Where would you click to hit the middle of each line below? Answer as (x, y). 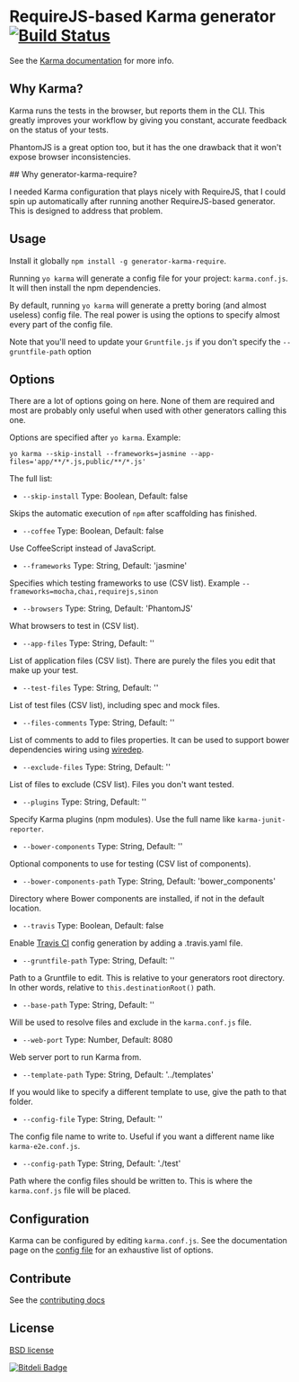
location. (26, 908)
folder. (21, 1102)
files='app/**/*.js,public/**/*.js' (78, 462)
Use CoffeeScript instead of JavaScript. (83, 548)
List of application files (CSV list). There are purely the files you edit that (142, 661)
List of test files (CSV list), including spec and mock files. (115, 705)
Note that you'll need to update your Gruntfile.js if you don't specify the (145, 341)
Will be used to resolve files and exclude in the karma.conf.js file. (131, 1022)
